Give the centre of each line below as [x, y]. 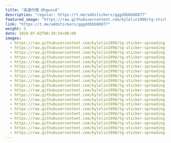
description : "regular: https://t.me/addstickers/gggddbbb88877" [76, 15]
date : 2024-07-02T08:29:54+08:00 [41, 33]
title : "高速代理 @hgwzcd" [32, 10]
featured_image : [22, 19]
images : [13, 39]
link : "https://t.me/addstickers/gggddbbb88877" [58, 24]
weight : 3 [16, 29]
